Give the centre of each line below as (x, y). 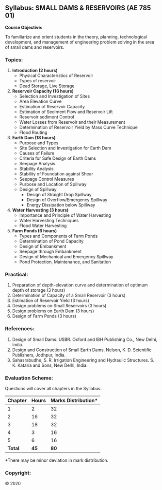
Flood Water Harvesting (43, 226)
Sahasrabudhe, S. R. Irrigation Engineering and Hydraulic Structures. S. (83, 360)
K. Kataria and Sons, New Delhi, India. (50, 365)
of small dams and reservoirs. (35, 47)
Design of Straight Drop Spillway (59, 195)
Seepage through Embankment (50, 252)
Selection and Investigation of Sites (55, 96)
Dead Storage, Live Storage (47, 86)
